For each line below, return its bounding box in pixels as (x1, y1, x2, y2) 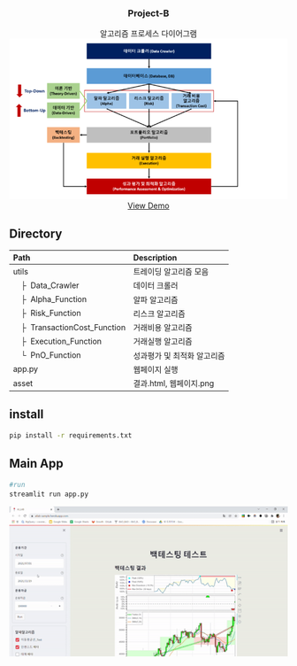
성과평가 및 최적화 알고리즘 (133, 350, 225, 360)
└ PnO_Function (20, 350, 81, 360)
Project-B (127, 7, 170, 19)
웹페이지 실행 (133, 364, 179, 375)
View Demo (127, 200, 170, 211)
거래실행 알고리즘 (133, 336, 193, 347)
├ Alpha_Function (20, 294, 88, 304)
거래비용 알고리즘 (133, 322, 193, 332)
